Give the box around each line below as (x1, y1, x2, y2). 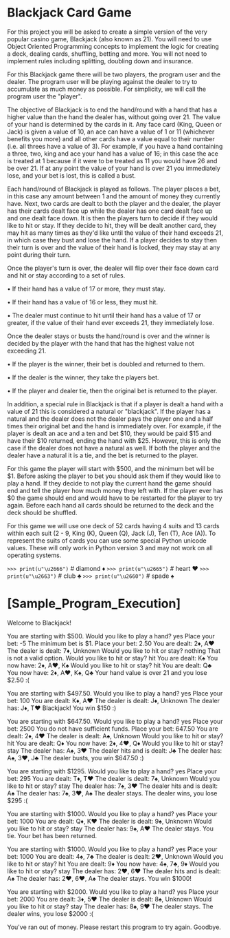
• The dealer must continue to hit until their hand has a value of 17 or (7, 311, 201, 320)
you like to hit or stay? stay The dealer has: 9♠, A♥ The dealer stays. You (7, 824, 214, 833)
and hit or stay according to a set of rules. (7, 271, 126, 280)
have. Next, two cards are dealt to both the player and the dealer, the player (7, 199, 221, 207)
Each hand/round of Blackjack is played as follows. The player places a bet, (7, 185, 221, 193)
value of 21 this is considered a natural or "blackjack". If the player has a (7, 407, 211, 415)
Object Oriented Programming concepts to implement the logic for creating (7, 42, 220, 50)
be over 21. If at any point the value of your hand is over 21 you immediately (7, 164, 221, 172)
